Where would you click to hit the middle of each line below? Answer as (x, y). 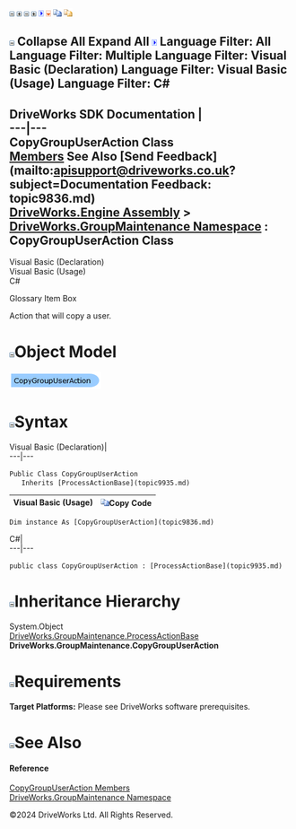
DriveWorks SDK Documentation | (106, 114)
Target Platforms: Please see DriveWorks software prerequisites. (130, 706)
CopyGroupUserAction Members (70, 788)
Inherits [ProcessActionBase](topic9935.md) (106, 484)
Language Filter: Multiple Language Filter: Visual (148, 56)
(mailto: (31, 170)
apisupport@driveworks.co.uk (141, 170)
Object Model (66, 352)
